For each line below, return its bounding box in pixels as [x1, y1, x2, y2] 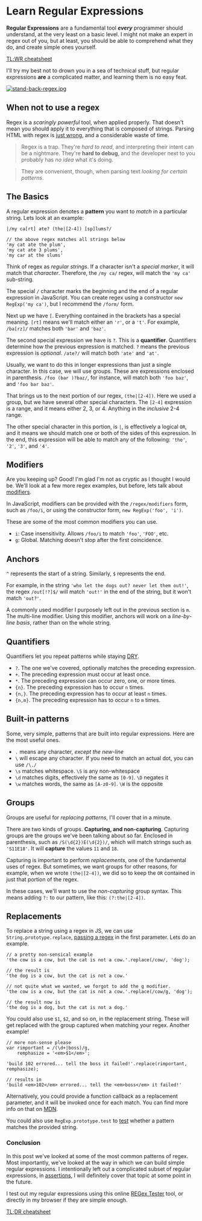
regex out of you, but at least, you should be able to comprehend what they [6, 37, 194, 44]
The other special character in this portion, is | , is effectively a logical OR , [6, 423, 187, 430]
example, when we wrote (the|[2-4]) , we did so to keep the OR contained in [6, 869, 195, 877]
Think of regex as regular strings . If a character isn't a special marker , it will [6, 263, 194, 270]
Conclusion [6, 1139, 41, 1147]
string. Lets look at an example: [6, 214, 84, 221]
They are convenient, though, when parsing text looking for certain [21, 167, 188, 175]
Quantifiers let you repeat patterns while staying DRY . [6, 652, 140, 660]
